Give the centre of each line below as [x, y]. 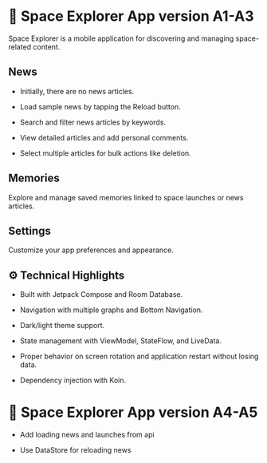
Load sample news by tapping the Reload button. [100, 106]
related [20, 46]
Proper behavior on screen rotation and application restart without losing [139, 356]
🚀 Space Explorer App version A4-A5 [133, 412]
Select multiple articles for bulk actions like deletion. [105, 153]
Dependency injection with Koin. [73, 380]
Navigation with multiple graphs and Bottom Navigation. [111, 310]
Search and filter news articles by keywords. [92, 122]
